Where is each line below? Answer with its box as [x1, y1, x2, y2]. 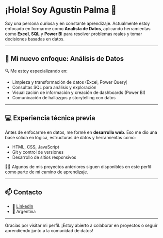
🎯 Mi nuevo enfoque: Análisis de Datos [5, 55, 124, 63]
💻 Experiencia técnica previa [5, 114, 96, 122]
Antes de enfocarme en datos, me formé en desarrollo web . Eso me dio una [5, 129, 158, 135]
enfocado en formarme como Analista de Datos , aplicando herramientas [5, 25, 151, 31]
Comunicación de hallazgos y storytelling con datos [12, 94, 116, 100]
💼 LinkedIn [12, 203, 33, 209]
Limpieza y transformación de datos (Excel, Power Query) [12, 79, 128, 85]
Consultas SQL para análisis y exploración [12, 84, 97, 90]
